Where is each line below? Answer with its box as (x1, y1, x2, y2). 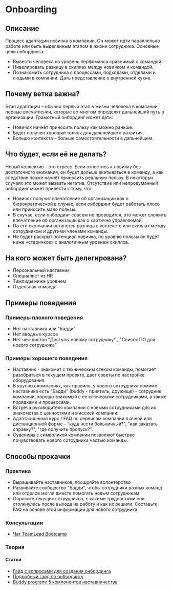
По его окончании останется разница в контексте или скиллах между (12, 222, 166, 229)
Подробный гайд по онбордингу (12, 573, 83, 579)
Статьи (5, 556, 21, 562)
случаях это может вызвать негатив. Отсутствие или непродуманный (5, 180, 158, 186)
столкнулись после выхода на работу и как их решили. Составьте (12, 501, 158, 507)
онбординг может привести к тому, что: (5, 185, 93, 191)
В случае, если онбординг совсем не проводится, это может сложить (12, 211, 167, 218)
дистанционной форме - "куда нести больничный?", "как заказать (12, 421, 158, 427)
